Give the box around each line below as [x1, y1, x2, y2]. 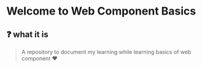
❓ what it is [6, 29, 49, 39]
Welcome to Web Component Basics [6, 4, 196, 18]
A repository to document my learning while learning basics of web [21, 49, 192, 55]
